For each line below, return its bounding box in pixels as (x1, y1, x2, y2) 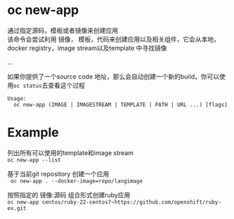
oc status (13, 82, 42, 89)
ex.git (7, 204, 27, 212)
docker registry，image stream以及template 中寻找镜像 (7, 44, 167, 52)
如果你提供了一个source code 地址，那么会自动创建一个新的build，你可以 (7, 72, 220, 81)
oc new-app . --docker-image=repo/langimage (10, 178, 143, 185)
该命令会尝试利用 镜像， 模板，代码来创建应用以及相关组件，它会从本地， (7, 34, 220, 44)
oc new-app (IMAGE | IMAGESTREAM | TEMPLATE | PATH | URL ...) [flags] (13, 101, 228, 108)
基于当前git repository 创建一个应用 (7, 169, 110, 178)
